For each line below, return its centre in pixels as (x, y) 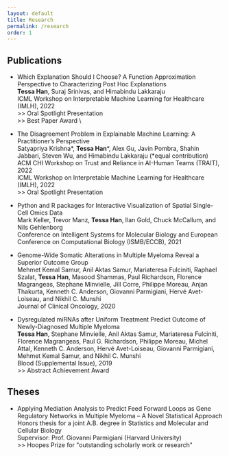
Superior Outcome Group (53, 263)
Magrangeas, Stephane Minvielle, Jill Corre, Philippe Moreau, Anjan (112, 285)
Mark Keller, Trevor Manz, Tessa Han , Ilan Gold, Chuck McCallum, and (116, 220)
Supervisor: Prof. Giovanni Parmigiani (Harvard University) (99, 437)
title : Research (30, 20)
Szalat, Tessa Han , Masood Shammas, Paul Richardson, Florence (109, 277)
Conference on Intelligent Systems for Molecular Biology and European (117, 235)
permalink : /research (38, 26)
